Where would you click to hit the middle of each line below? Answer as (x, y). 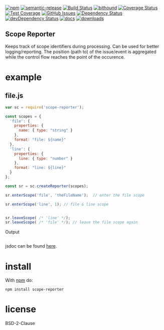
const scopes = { (23, 116)
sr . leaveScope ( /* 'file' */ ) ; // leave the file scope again (71, 223)
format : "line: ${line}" (40, 168)
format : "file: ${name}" (40, 140)
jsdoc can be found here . (31, 246)
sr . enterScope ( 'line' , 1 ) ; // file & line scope (57, 204)
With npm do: (19, 280)
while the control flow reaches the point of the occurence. (65, 57)
